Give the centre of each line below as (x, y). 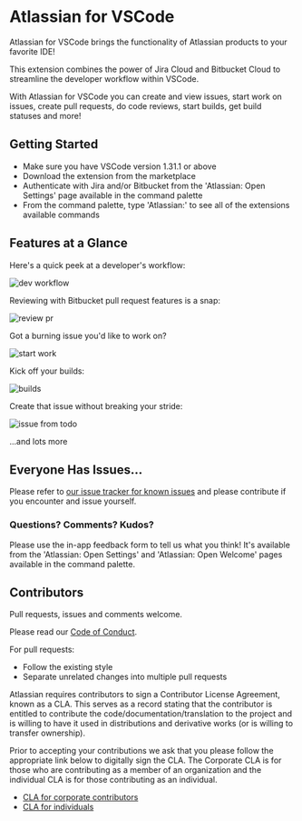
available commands (61, 215)
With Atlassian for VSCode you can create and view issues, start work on (146, 96)
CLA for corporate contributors (80, 797)
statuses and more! (45, 115)
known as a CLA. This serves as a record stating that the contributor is (141, 704)
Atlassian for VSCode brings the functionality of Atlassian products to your (148, 42)
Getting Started (54, 144)
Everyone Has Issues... (76, 470)
